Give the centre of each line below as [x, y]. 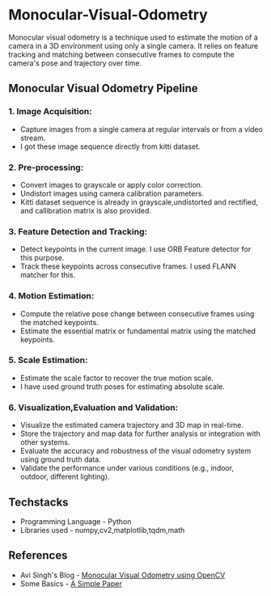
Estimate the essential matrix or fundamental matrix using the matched [138, 331]
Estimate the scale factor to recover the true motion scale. [117, 378]
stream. [33, 137]
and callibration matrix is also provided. [85, 210]
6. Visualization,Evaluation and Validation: [93, 408]
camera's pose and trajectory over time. [75, 63]
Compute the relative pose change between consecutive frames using [137, 314]
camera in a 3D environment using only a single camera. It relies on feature [133, 45]
